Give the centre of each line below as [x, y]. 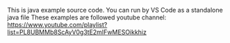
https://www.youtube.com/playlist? [57, 25]
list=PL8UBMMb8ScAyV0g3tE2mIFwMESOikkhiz [77, 32]
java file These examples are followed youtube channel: [87, 17]
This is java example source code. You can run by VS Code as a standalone [115, 10]
